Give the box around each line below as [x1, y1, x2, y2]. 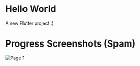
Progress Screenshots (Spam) [5, 38, 136, 50]
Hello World [5, 3, 56, 15]
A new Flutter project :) [5, 20, 54, 26]
